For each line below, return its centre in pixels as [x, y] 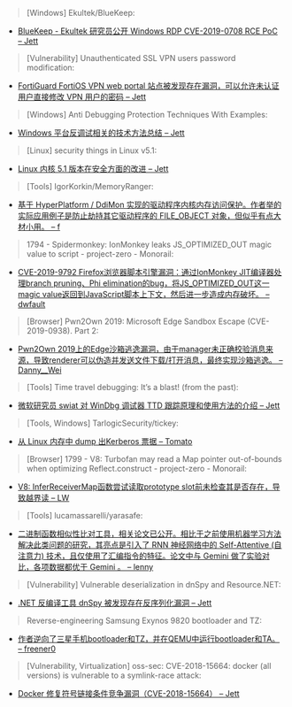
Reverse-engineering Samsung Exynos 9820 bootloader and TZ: [144, 620]
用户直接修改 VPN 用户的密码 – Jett [82, 97]
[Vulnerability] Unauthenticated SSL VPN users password [131, 58]
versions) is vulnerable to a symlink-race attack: [114, 675]
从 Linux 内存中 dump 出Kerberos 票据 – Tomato [105, 441]
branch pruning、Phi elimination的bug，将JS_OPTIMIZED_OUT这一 [147, 283]
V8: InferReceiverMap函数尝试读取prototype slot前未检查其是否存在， [145, 487]
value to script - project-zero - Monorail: [100, 254]
